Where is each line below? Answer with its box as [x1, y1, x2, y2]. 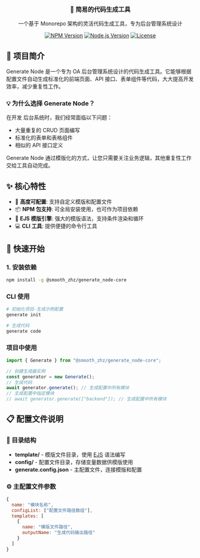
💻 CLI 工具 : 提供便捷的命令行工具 [14, 223, 97, 230]
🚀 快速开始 [6, 244, 45, 254]
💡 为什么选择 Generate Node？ [6, 99, 96, 108]
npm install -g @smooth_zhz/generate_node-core [6, 277, 127, 283]
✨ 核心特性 [6, 181, 47, 191]
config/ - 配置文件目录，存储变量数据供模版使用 [14, 458, 133, 465]
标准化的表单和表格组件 [14, 134, 73, 141]
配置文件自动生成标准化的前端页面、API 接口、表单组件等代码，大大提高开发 [6, 75, 194, 83]
